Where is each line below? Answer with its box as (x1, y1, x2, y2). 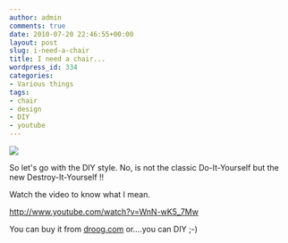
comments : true (9, 21, 66, 30)
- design (9, 105, 42, 113)
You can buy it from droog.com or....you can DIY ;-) (9, 224, 199, 234)
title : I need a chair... (9, 54, 106, 63)
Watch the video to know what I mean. (9, 189, 150, 199)
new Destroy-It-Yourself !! (9, 172, 105, 182)
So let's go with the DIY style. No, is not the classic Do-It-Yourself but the (9, 163, 279, 172)
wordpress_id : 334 (9, 63, 78, 72)
